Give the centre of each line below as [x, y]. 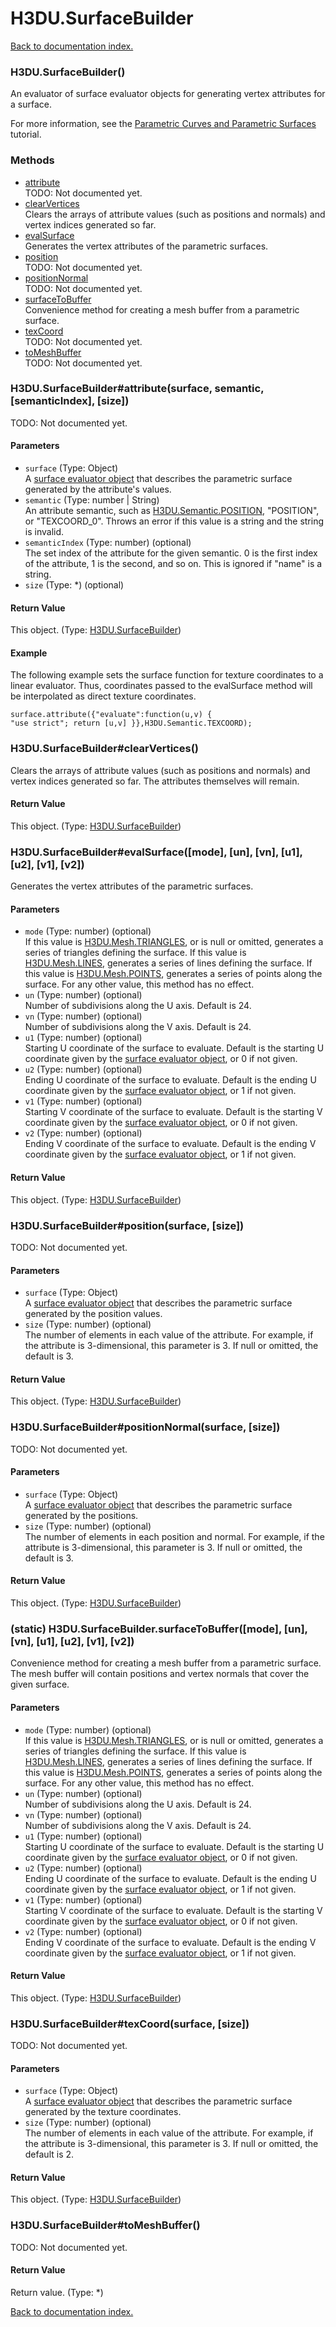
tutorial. [26, 134]
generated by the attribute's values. [98, 489]
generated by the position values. [93, 1314]
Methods [32, 160]
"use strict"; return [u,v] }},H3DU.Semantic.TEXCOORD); [131, 723]
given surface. [40, 1684]
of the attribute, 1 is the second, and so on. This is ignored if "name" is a [173, 564]
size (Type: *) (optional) [74, 585]
